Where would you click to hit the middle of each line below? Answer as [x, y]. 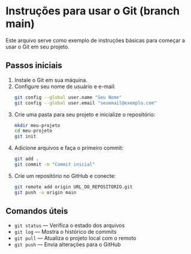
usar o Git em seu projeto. [37, 47]
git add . [27, 159]
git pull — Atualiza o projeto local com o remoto [75, 238]
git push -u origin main [45, 192]
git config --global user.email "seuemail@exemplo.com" [85, 103]
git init [25, 137]
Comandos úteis [37, 211]
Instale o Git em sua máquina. [51, 80]
